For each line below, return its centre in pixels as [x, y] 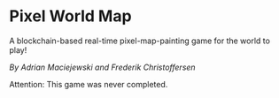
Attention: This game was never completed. [89, 84]
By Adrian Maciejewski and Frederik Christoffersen [103, 67]
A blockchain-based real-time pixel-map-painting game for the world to [139, 41]
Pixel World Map [70, 16]
